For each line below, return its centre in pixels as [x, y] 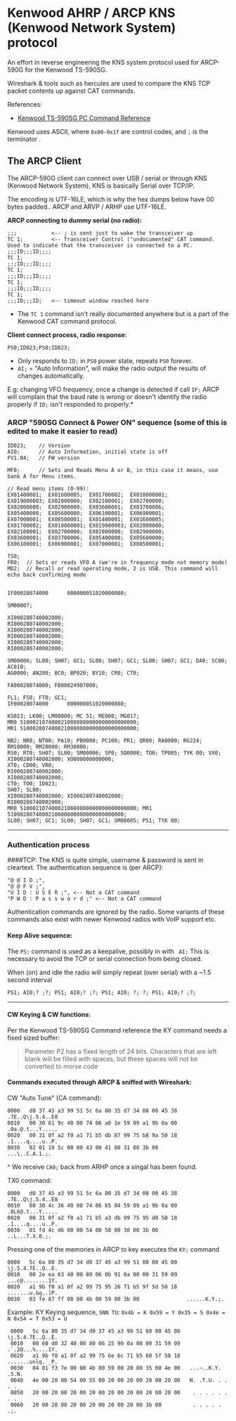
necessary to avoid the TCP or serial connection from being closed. [105, 958]
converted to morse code [61, 1066]
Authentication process [48, 844]
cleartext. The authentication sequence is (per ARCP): [85, 867]
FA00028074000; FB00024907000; [53, 686]
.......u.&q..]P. [33, 1293]
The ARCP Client [45, 161]
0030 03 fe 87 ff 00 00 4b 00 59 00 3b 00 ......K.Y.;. [116, 1299]
